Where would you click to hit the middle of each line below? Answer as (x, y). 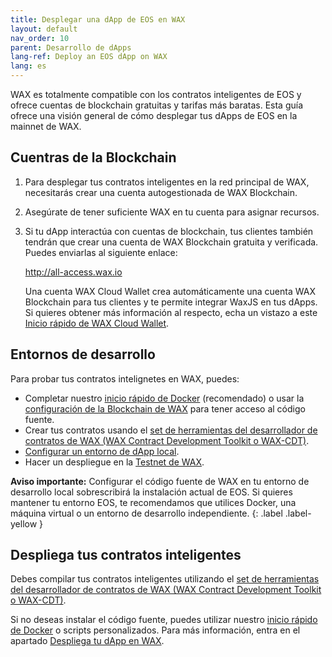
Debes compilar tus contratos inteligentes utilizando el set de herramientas (165, 579)
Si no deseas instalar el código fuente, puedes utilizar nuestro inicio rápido (164, 620)
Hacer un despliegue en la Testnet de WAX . (114, 462)
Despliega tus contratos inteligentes (126, 555)
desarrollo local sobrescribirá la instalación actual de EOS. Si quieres (151, 492)
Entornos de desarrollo (83, 354)
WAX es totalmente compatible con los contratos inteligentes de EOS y (156, 94)
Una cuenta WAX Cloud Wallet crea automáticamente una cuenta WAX (170, 291)
